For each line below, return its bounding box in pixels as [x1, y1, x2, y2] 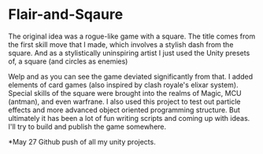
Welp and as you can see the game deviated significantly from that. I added [8, 71, 254, 81]
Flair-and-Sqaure [8, 5, 124, 24]
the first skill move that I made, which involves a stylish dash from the [8, 39, 234, 49]
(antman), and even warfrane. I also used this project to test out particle [8, 97, 242, 106]
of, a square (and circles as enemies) [8, 57, 128, 66]
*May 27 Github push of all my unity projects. [8, 137, 156, 146]
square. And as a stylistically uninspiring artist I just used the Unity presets [8, 48, 250, 57]
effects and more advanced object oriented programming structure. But [8, 104, 240, 115]
